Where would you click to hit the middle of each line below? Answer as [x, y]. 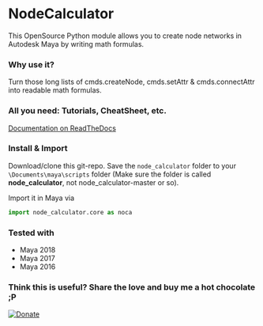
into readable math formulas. [55, 90]
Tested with [31, 233]
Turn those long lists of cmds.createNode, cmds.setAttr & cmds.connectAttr [131, 82]
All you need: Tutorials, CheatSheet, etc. [88, 111]
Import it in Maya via [41, 198]
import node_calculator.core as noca [70, 212]
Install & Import [38, 149]
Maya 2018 [38, 250]
